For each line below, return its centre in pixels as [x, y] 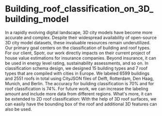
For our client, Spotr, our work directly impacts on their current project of [78, 53]
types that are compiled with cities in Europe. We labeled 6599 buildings [77, 73]
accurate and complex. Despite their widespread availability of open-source [81, 38]
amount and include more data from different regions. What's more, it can [79, 94]
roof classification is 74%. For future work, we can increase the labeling [77, 89]
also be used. [19, 109]
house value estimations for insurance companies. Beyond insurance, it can [81, 58]
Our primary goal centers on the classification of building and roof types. [78, 48]
